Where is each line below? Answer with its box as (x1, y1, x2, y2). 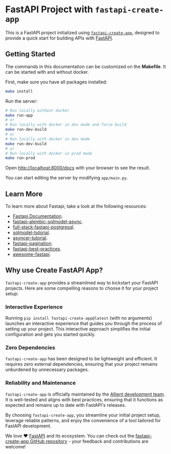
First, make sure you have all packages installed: (5, 78, 107, 85)
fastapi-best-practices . (12, 246, 62, 252)
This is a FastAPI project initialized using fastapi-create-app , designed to (5, 29, 160, 35)
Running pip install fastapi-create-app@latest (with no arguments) (5, 315, 152, 321)
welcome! (5, 443, 26, 449)
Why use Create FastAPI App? (5, 266, 103, 275)
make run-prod (5, 155, 36, 161)
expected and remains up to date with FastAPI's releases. (5, 402, 126, 408)
